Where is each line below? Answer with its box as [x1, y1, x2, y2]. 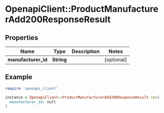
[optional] [104, 56, 127, 63]
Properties [5, 33, 38, 42]
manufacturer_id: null [9, 99, 56, 104]
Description [71, 48, 100, 55]
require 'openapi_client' [5, 86, 58, 91]
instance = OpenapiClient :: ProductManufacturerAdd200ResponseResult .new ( [5, 95, 160, 100]
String [52, 56, 67, 63]
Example [5, 73, 33, 82]
